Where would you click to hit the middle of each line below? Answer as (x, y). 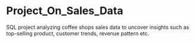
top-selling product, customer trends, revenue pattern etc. (78, 33)
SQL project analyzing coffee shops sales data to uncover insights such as (98, 27)
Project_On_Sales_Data (65, 11)
